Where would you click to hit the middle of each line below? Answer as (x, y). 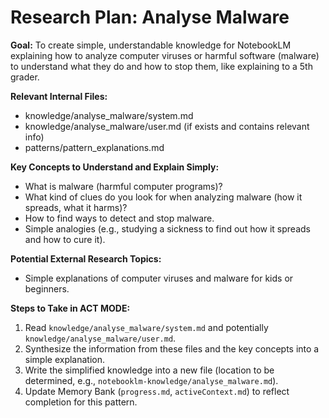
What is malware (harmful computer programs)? (123, 186)
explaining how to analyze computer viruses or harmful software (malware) (165, 55)
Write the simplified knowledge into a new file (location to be (149, 370)
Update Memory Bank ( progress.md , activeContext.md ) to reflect (157, 391)
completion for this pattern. (81, 402)
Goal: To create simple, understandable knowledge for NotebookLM (151, 45)
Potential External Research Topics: (86, 258)
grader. (25, 77)
